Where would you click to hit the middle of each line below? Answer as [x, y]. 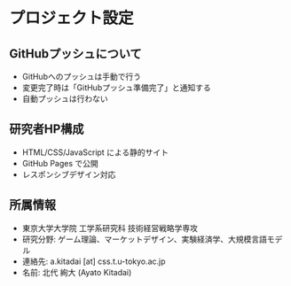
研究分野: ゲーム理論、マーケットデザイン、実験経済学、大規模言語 [145, 239]
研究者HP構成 [47, 129]
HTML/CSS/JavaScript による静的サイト [95, 152]
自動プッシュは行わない [65, 99]
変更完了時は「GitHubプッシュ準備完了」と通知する [116, 88]
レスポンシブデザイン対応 [69, 174]
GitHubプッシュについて [75, 54]
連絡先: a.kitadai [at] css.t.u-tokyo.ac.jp [94, 261]
